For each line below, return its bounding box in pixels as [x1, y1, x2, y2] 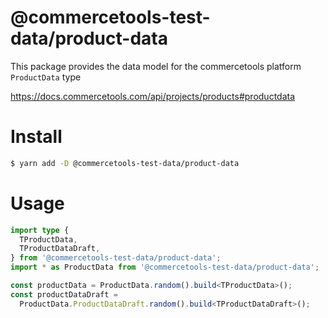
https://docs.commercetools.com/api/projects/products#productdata [10, 90, 296, 102]
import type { [10, 225, 70, 235]
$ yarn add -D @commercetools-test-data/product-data [10, 158, 240, 168]
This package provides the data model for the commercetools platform [10, 60, 302, 72]
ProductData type [10, 71, 82, 83]
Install [10, 126, 63, 148]
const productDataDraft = [10, 289, 118, 300]
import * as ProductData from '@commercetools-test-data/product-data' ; [10, 262, 320, 273]
